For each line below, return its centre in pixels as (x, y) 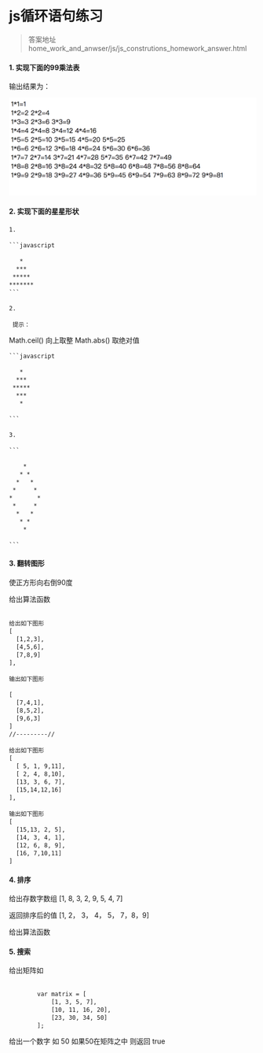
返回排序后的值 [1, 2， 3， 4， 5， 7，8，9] (79, 915)
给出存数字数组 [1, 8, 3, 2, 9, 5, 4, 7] (66, 899)
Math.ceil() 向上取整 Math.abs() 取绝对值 (74, 340)
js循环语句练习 (56, 16)
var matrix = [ (62, 994)
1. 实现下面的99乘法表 (44, 67)
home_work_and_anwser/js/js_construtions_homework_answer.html (137, 48)
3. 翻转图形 (27, 563)
